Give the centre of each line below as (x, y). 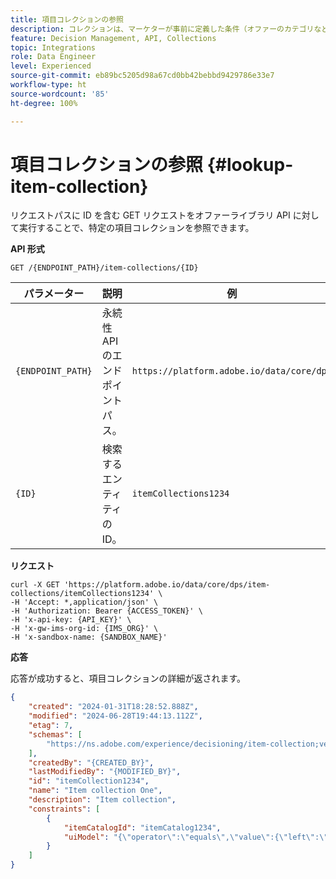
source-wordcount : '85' (60, 94)
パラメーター (54, 294)
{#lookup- (250, 164)
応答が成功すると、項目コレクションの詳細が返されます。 (128, 678)
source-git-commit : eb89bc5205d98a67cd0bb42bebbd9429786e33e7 (142, 76)
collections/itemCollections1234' (82, 594)
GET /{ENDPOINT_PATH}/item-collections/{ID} (104, 268)
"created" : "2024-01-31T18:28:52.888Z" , (113, 707)
